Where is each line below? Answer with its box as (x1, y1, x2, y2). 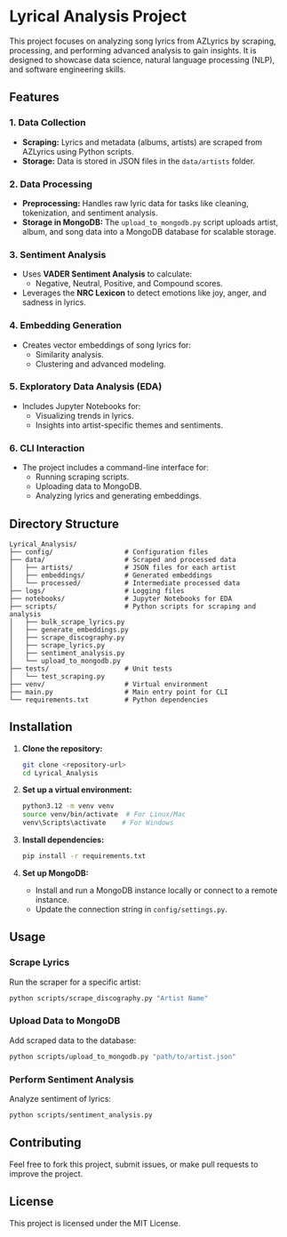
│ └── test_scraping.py (9, 671, 105, 681)
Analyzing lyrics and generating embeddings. (35, 491, 202, 502)
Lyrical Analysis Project (9, 6, 187, 27)
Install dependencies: (21, 834, 105, 846)
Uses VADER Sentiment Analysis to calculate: (21, 269, 193, 279)
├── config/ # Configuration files (9, 547, 209, 557)
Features (9, 90, 60, 105)
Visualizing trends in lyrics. (35, 410, 134, 421)
